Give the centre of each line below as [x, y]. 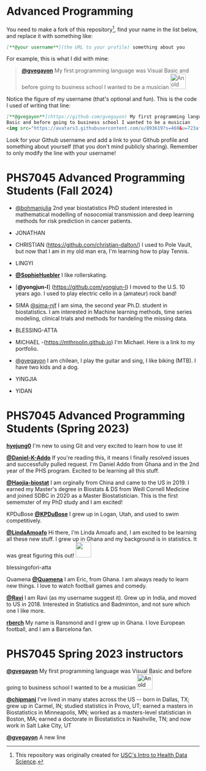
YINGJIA [26, 379]
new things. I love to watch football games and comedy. [77, 586]
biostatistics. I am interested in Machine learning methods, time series [103, 312]
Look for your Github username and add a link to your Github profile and [97, 140]
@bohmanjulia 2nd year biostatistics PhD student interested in [94, 208]
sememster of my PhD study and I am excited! [64, 502]
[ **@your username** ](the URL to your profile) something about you [96, 47]
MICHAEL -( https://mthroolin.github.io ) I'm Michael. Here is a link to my [105, 343]
